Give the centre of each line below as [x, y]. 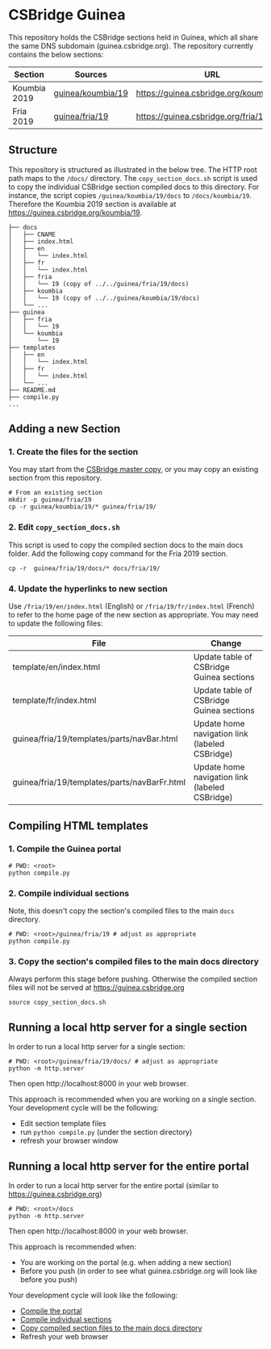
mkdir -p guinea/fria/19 [50, 500]
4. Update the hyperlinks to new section [88, 588]
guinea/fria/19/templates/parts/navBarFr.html [99, 782]
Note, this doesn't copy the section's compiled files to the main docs [121, 911]
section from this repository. [55, 478]
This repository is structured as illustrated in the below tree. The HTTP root [133, 169]
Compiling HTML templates [79, 826]
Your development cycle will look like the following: [93, 1295]
